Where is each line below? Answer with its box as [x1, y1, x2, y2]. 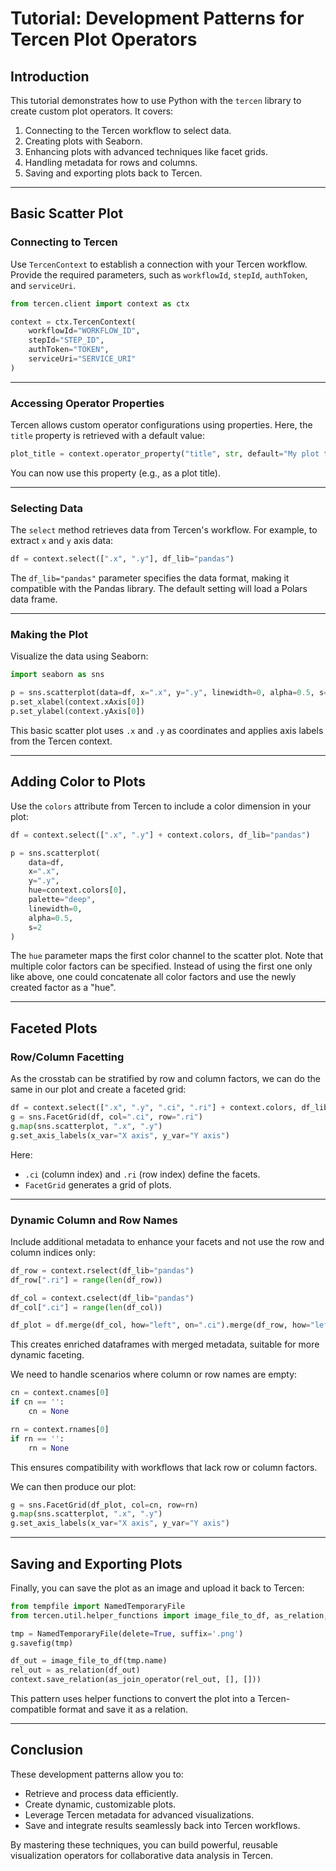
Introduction [10, 68, 90, 85]
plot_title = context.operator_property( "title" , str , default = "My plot [10, 449, 320, 459]
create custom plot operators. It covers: [10, 105, 174, 117]
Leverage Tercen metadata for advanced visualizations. [24, 1808, 255, 1821]
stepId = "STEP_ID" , [28, 335, 105, 346]
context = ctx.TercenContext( [10, 317, 137, 327]
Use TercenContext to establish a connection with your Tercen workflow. [10, 258, 308, 270]
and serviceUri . [10, 279, 77, 291]
